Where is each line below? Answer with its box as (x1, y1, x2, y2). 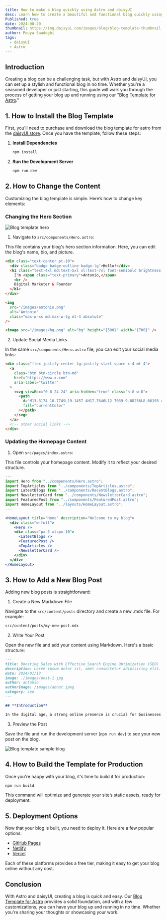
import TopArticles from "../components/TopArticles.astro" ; (5, 483, 135, 488)
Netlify (12, 845, 26, 851)
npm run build (5, 783, 35, 788)
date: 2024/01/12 (5, 671, 41, 676)
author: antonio (5, 680, 39, 685)
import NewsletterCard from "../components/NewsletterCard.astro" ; (5, 492, 148, 498)
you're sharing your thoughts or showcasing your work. (5, 909, 119, 916)
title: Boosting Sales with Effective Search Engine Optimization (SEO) (5, 662, 159, 667)
